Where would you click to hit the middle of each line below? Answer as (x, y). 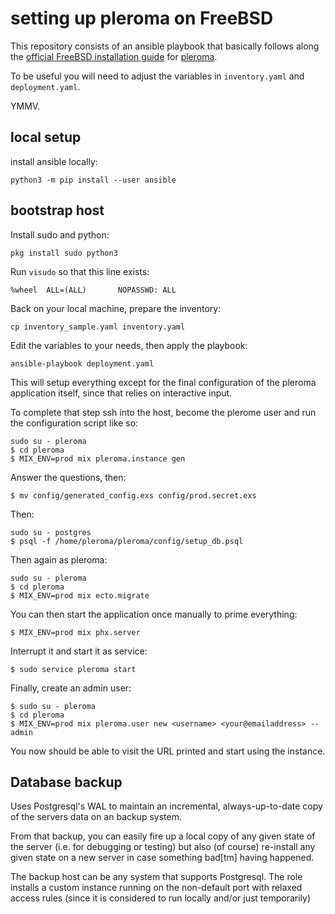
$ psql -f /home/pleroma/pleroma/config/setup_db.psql (127, 541)
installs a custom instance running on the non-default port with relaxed (156, 888)
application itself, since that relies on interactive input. (121, 393)
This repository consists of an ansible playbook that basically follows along (165, 46)
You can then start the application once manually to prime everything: (154, 614)
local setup (46, 137)
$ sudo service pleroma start (73, 669)
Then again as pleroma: (59, 559)
